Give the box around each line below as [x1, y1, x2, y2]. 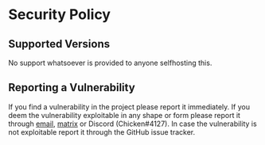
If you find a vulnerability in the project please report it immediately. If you [8, 101, 251, 112]
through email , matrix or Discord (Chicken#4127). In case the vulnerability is [8, 119, 257, 128]
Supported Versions [8, 37, 110, 51]
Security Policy [8, 6, 111, 24]
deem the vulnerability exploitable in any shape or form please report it [8, 110, 241, 120]
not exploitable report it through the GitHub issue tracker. [8, 127, 196, 136]
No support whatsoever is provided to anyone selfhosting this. [8, 58, 212, 67]
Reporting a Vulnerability [8, 81, 135, 94]
